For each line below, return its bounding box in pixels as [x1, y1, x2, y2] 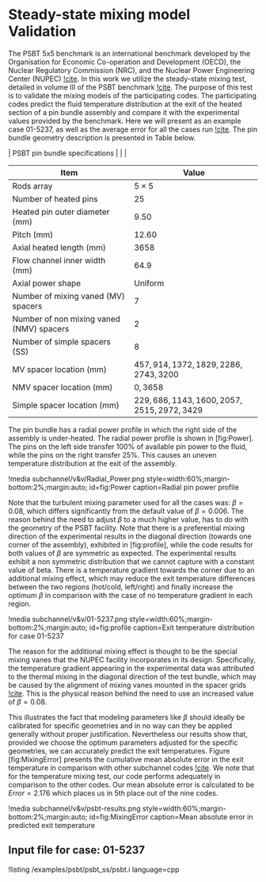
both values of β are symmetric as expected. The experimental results [8, 548, 237, 558]
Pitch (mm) [12, 228, 54, 240]
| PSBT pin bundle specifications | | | [8, 148, 127, 158]
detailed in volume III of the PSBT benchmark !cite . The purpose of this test [8, 82, 253, 92]
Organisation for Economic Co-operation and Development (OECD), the [8, 57, 241, 67]
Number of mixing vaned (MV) [12, 290, 125, 301]
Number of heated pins [12, 193, 98, 204]
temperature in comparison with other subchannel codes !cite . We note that [8, 763, 255, 773]
